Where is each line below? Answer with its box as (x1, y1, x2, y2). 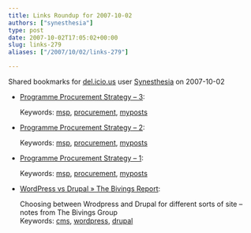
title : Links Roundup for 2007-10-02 (8, 11, 133, 20)
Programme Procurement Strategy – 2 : (19, 123, 145, 132)
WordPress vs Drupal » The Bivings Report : (19, 184, 161, 194)
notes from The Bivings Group (19, 208, 118, 217)
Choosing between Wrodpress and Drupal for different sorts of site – (19, 199, 243, 209)
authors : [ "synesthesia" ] (8, 19, 93, 27)
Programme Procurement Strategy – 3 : (19, 92, 145, 101)
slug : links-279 (8, 41, 62, 49)
